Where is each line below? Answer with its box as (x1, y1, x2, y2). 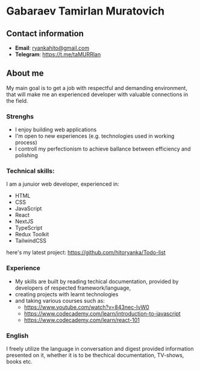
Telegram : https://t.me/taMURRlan (14, 51, 101, 58)
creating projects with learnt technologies (14, 290, 119, 297)
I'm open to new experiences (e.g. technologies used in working (14, 132, 175, 140)
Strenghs (6, 112, 34, 120)
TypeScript (14, 224, 43, 232)
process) (14, 139, 37, 146)
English (6, 331, 29, 340)
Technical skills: (6, 167, 55, 175)
